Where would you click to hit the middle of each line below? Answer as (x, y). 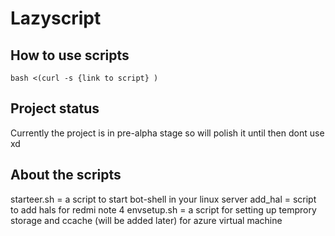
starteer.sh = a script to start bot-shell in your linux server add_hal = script (163, 199)
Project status (55, 108)
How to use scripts (70, 55)
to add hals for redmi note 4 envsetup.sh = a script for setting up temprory (163, 209)
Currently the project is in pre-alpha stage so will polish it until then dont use (167, 133)
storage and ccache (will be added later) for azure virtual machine (146, 220)
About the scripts (66, 175)
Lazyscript (56, 18)
